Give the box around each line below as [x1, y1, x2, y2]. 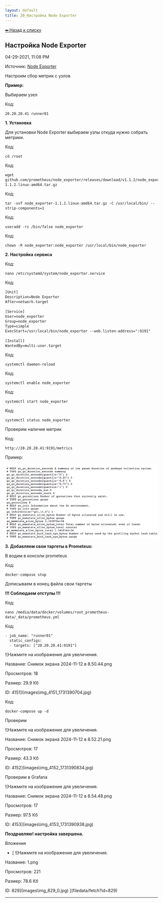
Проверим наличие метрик [5, 426, 62, 432]
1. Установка [5, 120, 32, 126]
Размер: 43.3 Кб [5, 755, 39, 761]
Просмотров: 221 [5, 869, 41, 875]
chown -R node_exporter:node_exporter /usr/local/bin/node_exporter [5, 243, 147, 248]
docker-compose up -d [5, 709, 49, 714]
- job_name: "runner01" [5, 633, 53, 639]
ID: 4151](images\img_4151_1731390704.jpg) [5, 689, 92, 695]
